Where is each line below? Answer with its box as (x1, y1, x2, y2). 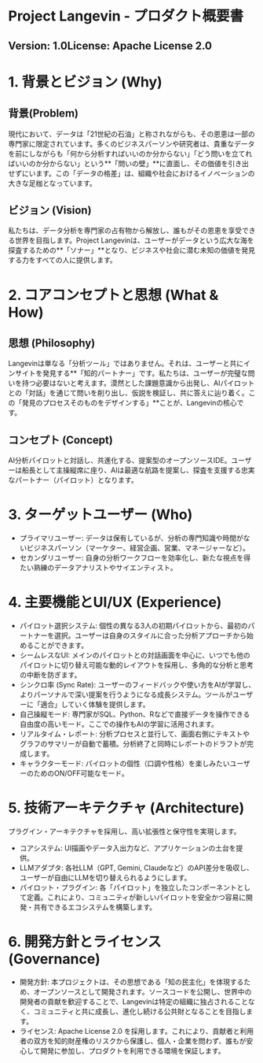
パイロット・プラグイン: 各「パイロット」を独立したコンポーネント (19, 883, 237, 892)
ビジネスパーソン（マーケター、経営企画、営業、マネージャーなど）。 (26, 543, 250, 553)
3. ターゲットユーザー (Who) (8, 506, 193, 524)
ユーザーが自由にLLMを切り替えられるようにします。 (19, 873, 192, 883)
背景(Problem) (8, 107, 79, 120)
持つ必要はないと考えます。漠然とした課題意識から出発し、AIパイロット (21, 379, 255, 388)
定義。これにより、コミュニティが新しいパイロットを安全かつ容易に (26, 893, 247, 902)
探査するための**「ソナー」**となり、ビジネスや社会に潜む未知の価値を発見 (8, 246, 256, 255)
